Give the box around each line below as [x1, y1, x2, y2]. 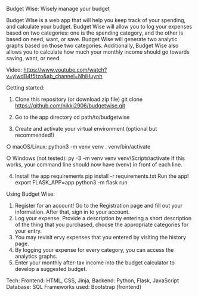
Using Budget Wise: [6, 190, 55, 198]
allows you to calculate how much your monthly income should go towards [6, 48, 190, 55]
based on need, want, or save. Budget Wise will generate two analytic [6, 36, 178, 42]
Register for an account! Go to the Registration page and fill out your [14, 202, 183, 209]
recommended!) [14, 131, 55, 138]
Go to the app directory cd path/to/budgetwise [14, 113, 130, 121]
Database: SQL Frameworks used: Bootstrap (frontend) [6, 283, 142, 290]
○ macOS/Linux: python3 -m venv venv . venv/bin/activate [6, 143, 151, 150]
